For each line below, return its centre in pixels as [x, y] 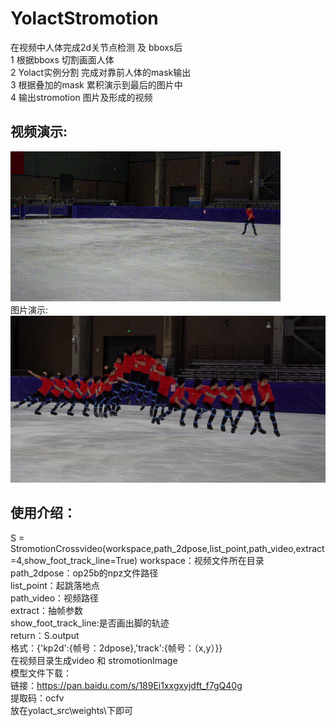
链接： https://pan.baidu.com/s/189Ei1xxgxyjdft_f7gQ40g [126, 685]
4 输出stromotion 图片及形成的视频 [81, 97]
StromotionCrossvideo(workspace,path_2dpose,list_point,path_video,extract [167, 548]
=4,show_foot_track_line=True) [74, 560]
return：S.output [45, 635]
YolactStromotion [84, 18]
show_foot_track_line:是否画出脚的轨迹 [90, 623]
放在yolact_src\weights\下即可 [71, 710]
